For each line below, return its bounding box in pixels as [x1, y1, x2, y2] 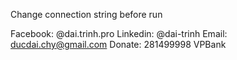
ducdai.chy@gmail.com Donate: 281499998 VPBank [10, 39, 227, 50]
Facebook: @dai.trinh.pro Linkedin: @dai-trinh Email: [10, 28, 228, 39]
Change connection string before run [10, 9, 163, 20]
